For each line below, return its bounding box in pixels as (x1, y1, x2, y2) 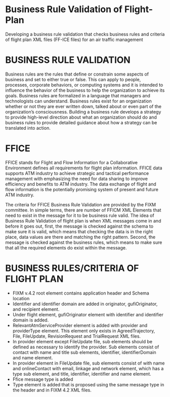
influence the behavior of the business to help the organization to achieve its (5, 87, 165, 93)
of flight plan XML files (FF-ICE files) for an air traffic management (5, 37, 143, 43)
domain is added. (12, 317, 49, 323)
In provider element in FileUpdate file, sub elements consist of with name (12, 360, 165, 366)
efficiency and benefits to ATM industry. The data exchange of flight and (5, 181, 157, 187)
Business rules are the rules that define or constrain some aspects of (5, 71, 149, 77)
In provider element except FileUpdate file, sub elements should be (12, 338, 153, 344)
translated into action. (5, 125, 51, 131)
